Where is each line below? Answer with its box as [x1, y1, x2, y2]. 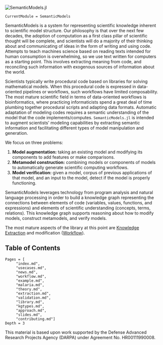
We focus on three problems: [5, 140, 63, 145]
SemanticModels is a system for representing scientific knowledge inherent [5, 22, 157, 28]
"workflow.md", [16, 274, 47, 279]
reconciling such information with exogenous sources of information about [5, 64, 155, 70]
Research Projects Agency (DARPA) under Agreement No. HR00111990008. [5, 334, 156, 340]
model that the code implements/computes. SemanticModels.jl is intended [5, 115, 154, 120]
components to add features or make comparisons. [12, 154, 115, 160]
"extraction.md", [16, 291, 51, 296]
